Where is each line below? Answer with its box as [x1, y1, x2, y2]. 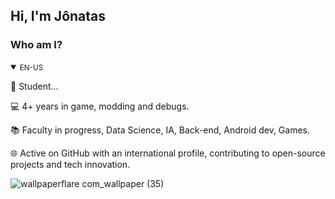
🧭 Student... [10, 80, 59, 92]
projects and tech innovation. [10, 158, 131, 170]
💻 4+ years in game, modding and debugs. [10, 100, 190, 112]
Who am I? [10, 38, 63, 52]
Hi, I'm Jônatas [10, 8, 107, 25]
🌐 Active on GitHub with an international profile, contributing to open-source [10, 147, 326, 159]
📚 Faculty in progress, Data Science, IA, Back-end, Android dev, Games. [10, 124, 311, 136]
